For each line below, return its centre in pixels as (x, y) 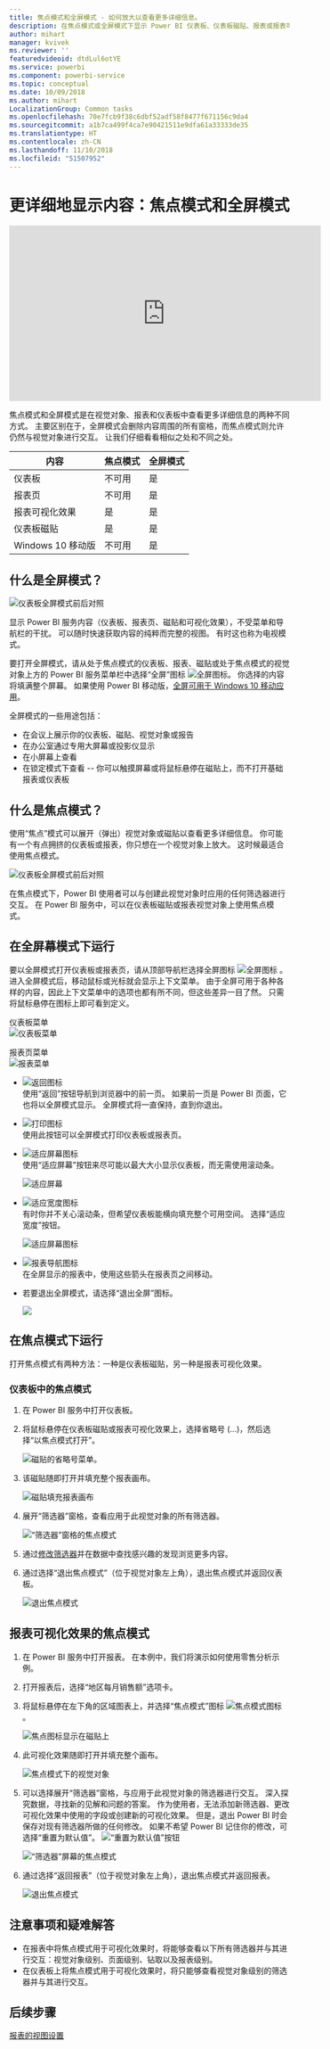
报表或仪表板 (45, 779)
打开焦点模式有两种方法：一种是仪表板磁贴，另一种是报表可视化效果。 (138, 1363)
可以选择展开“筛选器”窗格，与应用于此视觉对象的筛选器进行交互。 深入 (152, 1792)
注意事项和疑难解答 (62, 1926)
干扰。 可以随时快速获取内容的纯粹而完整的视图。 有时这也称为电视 (155, 633)
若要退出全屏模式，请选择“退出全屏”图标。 (100, 1293)
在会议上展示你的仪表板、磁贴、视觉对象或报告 (108, 735)
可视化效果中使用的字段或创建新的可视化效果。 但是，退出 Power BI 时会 (155, 1814)
